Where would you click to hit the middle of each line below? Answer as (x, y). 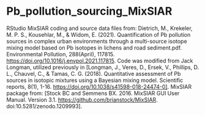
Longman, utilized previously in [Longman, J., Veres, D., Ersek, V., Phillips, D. (103, 67)
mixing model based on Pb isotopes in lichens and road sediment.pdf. (94, 48)
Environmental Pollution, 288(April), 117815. (61, 54)
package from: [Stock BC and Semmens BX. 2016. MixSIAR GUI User (93, 93)
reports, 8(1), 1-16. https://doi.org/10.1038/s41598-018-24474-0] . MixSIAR (99, 86)
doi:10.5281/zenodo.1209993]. (44, 106)
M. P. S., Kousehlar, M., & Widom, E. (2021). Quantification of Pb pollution (99, 34)
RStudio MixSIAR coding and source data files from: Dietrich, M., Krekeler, (99, 28)
